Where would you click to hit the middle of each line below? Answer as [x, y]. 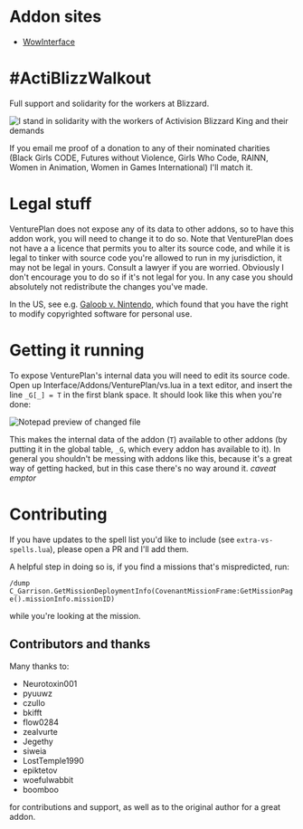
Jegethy [38, 741]
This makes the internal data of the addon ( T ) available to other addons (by [148, 439]
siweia [34, 751]
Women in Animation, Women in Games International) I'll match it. [131, 167]
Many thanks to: [39, 666]
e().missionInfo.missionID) [62, 599]
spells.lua [30, 549]
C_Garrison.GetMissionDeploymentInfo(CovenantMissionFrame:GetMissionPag [151, 591]
